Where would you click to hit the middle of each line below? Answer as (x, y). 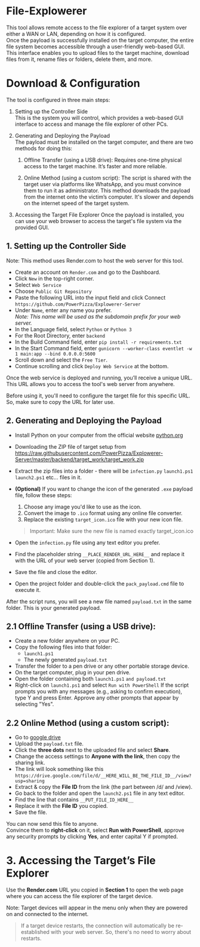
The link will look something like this (59, 769)
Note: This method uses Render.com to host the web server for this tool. (95, 260)
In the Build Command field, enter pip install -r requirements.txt (98, 342)
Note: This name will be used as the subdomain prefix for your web (98, 316)
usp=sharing (30, 781)
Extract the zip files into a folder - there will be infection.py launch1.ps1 (104, 471)
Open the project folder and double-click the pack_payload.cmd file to (99, 584)
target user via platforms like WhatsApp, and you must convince (103, 184)
